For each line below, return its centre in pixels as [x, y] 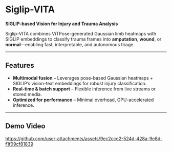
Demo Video [25, 126]
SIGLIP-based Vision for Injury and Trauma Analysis [62, 24]
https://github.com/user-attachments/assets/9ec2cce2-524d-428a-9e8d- [84, 138]
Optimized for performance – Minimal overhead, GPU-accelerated [83, 100]
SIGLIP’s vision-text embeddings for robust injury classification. [80, 83]
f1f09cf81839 [19, 144]
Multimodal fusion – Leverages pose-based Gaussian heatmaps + [83, 78]
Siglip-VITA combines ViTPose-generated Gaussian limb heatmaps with [81, 33]
